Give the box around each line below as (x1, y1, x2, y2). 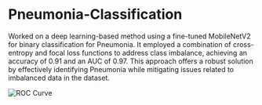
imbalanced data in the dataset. (8, 73, 110, 82)
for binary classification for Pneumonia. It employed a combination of (8, 39, 231, 49)
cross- (232, 39, 255, 49)
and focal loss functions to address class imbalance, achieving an (35, 48, 248, 57)
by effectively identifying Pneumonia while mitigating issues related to (8, 64, 234, 74)
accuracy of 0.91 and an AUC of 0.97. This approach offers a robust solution (8, 56, 253, 66)
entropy (8, 48, 34, 57)
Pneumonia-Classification (8, 5, 183, 24)
